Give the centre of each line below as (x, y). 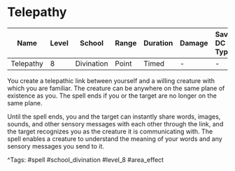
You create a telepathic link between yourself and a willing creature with (111, 80)
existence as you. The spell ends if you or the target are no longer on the (112, 96)
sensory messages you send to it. (56, 146)
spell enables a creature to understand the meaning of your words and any (115, 139)
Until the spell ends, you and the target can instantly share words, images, (114, 117)
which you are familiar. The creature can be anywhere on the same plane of (116, 88)
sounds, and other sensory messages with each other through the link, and (115, 124)
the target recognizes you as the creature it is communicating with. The (110, 131)
